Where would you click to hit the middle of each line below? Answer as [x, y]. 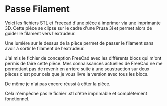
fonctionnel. [17, 99]
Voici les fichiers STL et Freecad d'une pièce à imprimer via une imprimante [83, 23]
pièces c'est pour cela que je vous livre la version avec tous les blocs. [77, 74]
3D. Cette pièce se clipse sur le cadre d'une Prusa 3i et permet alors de [79, 28]
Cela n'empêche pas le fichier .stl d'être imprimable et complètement [76, 93]
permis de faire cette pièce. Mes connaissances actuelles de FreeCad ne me [84, 63]
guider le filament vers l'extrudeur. [40, 33]
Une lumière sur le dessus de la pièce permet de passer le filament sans [79, 43]
